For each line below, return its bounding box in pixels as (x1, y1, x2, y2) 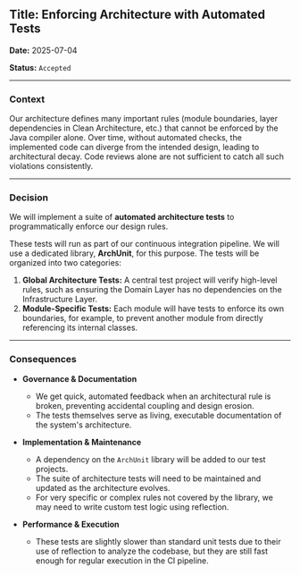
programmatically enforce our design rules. (9, 221, 169, 232)
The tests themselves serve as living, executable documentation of (35, 410, 282, 420)
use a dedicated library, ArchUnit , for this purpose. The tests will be (9, 248, 260, 258)
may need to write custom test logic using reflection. (35, 501, 229, 512)
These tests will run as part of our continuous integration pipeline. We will (9, 239, 279, 249)
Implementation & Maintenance (21, 436, 142, 447)
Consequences (9, 353, 78, 366)
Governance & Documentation (21, 373, 137, 384)
